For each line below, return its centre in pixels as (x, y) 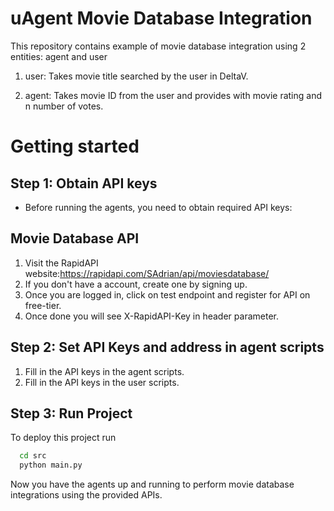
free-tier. (43, 305)
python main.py (51, 465)
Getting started (75, 146)
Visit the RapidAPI (61, 263)
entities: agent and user (59, 56)
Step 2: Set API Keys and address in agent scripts (167, 347)
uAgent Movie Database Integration (161, 18)
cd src (33, 456)
